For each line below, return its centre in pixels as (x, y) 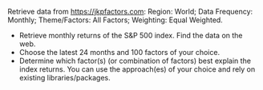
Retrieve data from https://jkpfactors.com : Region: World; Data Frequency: (130, 12)
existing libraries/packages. (65, 78)
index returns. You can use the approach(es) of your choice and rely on (137, 69)
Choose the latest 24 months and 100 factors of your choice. (119, 52)
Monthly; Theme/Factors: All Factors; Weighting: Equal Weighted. (115, 20)
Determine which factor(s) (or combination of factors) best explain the (135, 61)
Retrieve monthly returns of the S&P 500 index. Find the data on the (131, 35)
